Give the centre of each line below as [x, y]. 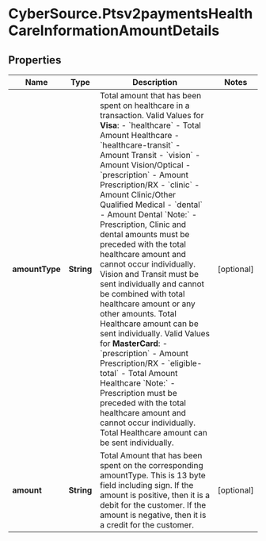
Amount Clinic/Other [138, 195]
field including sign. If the [147, 485]
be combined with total [142, 294]
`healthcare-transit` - [140, 145]
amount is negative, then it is [153, 515]
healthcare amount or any [148, 304]
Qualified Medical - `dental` [152, 205]
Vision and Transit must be [150, 274]
